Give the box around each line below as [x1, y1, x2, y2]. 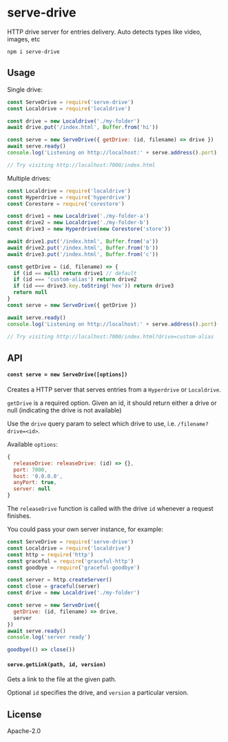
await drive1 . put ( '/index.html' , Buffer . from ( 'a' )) [7, 238, 158, 245]
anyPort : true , [13, 479, 57, 486]
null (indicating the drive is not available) [7, 405, 122, 414]
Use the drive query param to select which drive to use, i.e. [7, 419, 176, 428]
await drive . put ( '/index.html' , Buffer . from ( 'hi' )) [7, 124, 158, 131]
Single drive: [7, 85, 43, 94]
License [7, 708, 42, 720]
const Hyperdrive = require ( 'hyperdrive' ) [7, 194, 131, 201]
